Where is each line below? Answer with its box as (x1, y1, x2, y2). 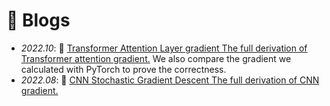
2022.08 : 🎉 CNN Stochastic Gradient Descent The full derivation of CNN (20, 74, 320, 86)
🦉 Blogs (6, 9, 71, 32)
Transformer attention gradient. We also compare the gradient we (20, 52, 292, 64)
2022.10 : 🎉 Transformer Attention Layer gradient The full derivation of (20, 42, 308, 54)
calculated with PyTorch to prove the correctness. (20, 63, 227, 75)
